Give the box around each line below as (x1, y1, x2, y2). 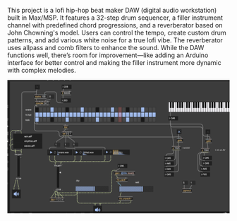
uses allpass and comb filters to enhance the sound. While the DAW (7, 44, 205, 52)
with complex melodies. (7, 66, 76, 74)
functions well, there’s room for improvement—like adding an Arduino (7, 51, 209, 59)
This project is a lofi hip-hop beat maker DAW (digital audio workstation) (7, 6, 217, 14)
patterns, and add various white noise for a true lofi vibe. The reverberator (7, 36, 224, 44)
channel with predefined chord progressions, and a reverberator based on (7, 21, 223, 29)
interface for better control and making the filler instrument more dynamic (7, 59, 221, 66)
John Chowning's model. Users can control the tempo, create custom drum (7, 28, 227, 37)
